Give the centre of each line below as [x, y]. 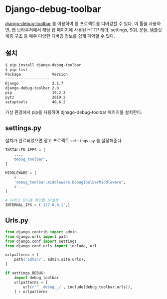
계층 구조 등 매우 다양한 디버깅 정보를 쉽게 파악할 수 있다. [60, 36]
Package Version [37, 74]
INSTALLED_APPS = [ [25, 150]
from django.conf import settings [41, 241]
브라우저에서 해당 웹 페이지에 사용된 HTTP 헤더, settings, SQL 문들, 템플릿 [89, 30]
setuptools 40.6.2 [35, 102]
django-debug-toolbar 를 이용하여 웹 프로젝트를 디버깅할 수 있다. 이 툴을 [77, 23]
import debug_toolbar [36, 278]
